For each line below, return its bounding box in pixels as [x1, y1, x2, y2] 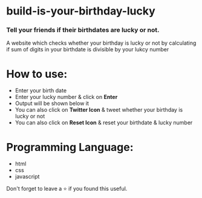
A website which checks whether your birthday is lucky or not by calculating [6, 39, 197, 46]
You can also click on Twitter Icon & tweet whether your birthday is [15, 106, 183, 113]
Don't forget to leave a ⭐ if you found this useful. [6, 185, 128, 193]
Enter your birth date [15, 87, 67, 94]
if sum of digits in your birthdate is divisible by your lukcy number [6, 46, 169, 53]
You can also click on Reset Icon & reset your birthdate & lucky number [15, 119, 193, 126]
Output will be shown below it [15, 100, 90, 107]
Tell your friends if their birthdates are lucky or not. [6, 26, 160, 34]
